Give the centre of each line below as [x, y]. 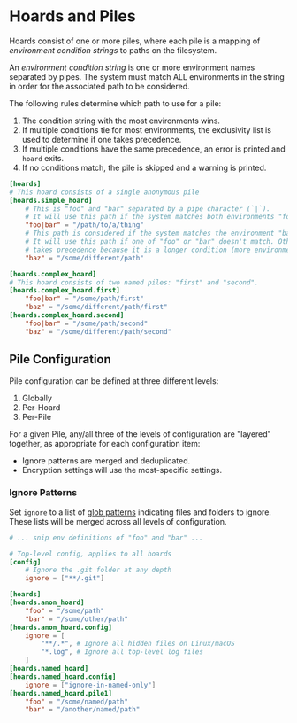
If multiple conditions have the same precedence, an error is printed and [153, 149]
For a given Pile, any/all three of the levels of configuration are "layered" [140, 434]
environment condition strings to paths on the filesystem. [113, 50]
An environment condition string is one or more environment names [132, 67]
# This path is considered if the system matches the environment [150, 233]
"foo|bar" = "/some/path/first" [84, 299]
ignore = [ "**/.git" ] [65, 579]
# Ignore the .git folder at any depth [99, 570]
